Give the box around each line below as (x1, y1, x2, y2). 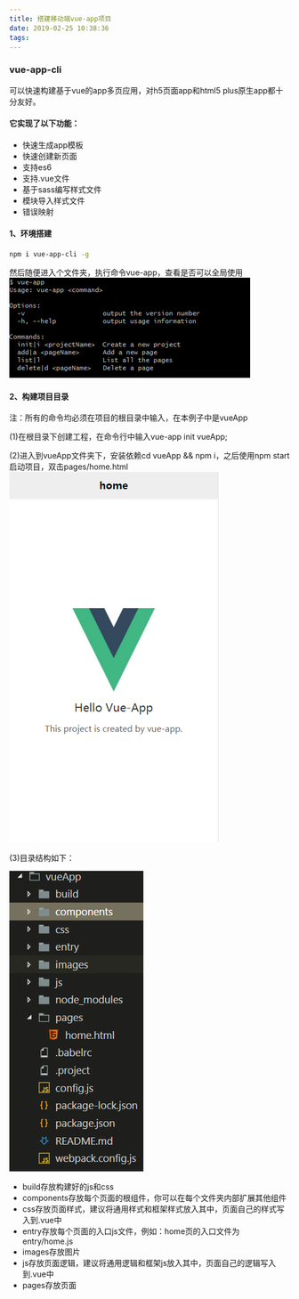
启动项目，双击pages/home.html (9, 461, 129, 472)
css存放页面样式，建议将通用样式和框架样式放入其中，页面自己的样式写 (21, 1204, 285, 1214)
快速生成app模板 (21, 139, 84, 150)
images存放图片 (21, 1246, 81, 1257)
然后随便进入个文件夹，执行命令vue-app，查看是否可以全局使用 (9, 267, 243, 278)
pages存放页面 (21, 1280, 77, 1291)
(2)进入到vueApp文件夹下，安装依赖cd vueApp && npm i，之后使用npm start (9, 451, 290, 461)
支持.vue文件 (21, 173, 70, 183)
